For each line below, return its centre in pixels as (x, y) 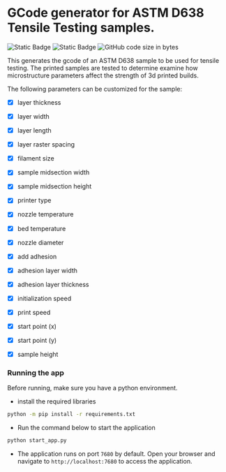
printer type (34, 200)
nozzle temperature (45, 214)
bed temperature (42, 228)
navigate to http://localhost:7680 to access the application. (105, 462)
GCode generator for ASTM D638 (106, 13)
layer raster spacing (46, 145)
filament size (36, 158)
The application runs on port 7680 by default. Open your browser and (116, 454)
